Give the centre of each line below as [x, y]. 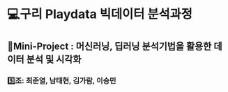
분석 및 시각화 [54, 59]
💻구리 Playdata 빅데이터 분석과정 [100, 14]
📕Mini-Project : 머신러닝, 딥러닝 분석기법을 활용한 [109, 46]
